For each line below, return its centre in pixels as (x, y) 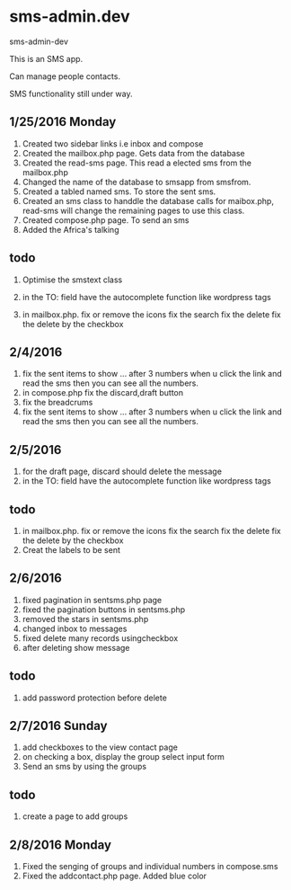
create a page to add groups (75, 816)
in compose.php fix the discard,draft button (103, 393)
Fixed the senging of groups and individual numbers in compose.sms (150, 867)
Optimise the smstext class (72, 280)
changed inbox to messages (75, 628)
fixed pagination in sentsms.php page (92, 600)
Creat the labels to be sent (71, 550)
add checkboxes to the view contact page (100, 747)
